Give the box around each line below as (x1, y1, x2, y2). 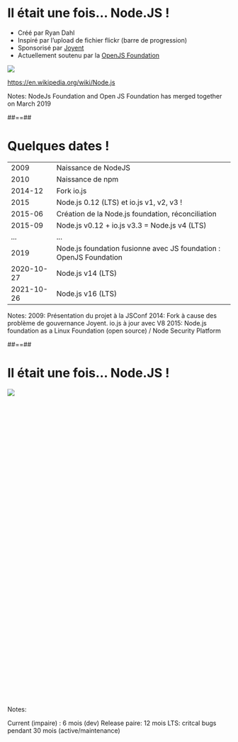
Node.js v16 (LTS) (56, 289, 118, 299)
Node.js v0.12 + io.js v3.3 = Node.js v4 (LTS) (56, 220, 207, 230)
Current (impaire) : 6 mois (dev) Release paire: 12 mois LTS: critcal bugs (7, 719, 217, 727)
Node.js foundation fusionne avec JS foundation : (56, 243, 221, 253)
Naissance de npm (56, 174, 119, 184)
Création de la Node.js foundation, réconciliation (56, 209, 217, 218)
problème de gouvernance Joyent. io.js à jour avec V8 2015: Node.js (7, 319, 207, 327)
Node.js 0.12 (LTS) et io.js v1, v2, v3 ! (56, 197, 183, 207)
